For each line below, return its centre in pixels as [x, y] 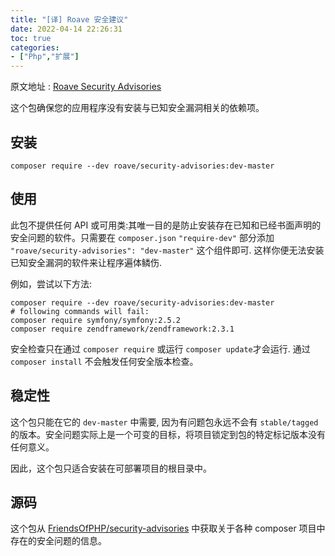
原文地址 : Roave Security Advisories [86, 87]
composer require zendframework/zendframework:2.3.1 [122, 329]
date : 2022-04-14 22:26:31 [66, 29]
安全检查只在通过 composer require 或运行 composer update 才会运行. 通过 [160, 348]
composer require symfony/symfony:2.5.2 [96, 320]
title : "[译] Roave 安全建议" [69, 19]
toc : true [31, 38]
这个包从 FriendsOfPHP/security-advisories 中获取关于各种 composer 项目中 [168, 528]
